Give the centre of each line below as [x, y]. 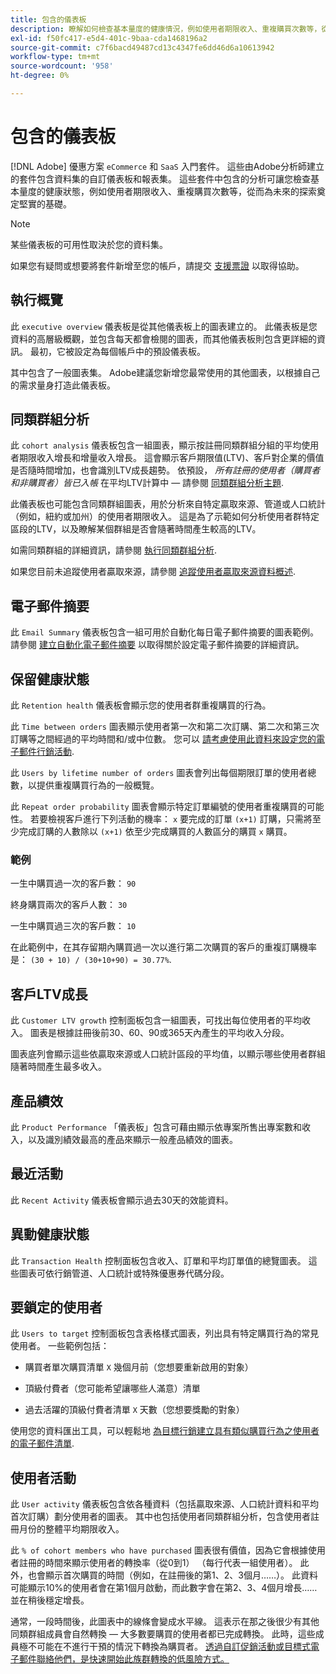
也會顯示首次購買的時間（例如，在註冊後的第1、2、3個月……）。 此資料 [173, 1575]
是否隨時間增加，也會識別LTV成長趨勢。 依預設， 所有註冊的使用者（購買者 [165, 470]
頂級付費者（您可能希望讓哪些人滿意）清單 [112, 1388]
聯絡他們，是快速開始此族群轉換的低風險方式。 [133, 1659]
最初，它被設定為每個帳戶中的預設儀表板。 [117, 351]
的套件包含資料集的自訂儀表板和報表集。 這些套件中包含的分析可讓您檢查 [160, 178]
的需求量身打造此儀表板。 [63, 385]
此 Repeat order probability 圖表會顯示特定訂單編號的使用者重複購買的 [158, 807]
